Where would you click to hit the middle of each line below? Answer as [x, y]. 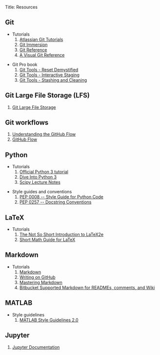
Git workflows [27, 122]
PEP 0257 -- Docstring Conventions [55, 202]
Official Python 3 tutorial [44, 172]
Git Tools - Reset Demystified [49, 69]
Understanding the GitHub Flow [44, 134]
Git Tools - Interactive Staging [49, 75]
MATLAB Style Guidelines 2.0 [49, 320]
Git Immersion [33, 44]
